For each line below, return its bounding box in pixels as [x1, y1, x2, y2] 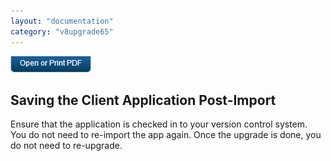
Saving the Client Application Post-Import [10, 91, 277, 109]
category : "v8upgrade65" [10, 26, 114, 37]
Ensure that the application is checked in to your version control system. [10, 118, 308, 130]
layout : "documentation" [10, 16, 114, 26]
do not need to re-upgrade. [10, 140, 123, 152]
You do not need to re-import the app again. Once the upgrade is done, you [10, 129, 322, 141]
